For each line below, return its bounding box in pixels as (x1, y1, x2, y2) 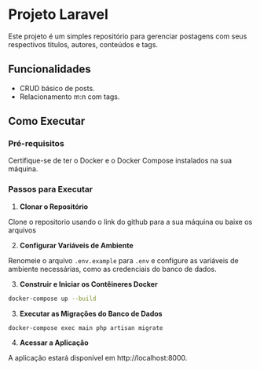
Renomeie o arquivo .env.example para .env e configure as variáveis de (8, 255, 239, 265)
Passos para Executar (8, 184, 93, 195)
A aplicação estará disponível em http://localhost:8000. (8, 354, 188, 363)
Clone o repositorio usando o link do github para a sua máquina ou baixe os (8, 217, 253, 226)
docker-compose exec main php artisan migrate (8, 324, 163, 332)
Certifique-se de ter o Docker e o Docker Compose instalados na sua (8, 156, 233, 166)
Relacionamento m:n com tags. (19, 92, 120, 101)
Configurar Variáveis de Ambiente (19, 240, 134, 250)
